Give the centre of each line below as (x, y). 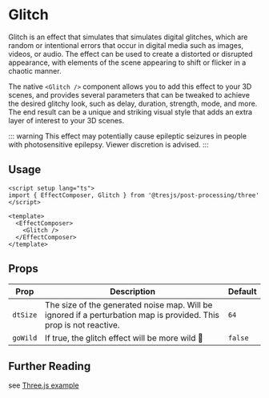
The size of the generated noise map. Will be (129, 304)
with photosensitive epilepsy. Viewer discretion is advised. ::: (109, 144)
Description (132, 291)
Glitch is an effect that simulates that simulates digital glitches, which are (128, 37)
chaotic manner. (35, 70)
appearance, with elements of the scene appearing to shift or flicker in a (127, 62)
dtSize (25, 315)
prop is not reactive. (82, 324)
